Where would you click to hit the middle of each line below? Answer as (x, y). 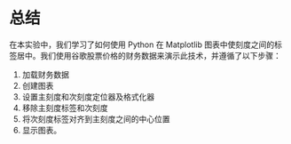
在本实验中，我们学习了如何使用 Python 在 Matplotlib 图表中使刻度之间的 (142, 44)
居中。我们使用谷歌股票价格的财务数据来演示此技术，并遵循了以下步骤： (149, 55)
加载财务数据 (45, 74)
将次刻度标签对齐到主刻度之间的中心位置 (96, 119)
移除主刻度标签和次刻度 (65, 108)
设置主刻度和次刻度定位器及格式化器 (88, 96)
